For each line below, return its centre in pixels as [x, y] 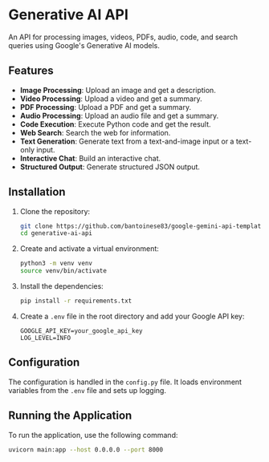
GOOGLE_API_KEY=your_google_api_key [81, 330]
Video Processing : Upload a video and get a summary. [111, 99]
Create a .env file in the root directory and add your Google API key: [132, 316]
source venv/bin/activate [63, 271]
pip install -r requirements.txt [76, 301]
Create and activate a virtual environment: [89, 249]
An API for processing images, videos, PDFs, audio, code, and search [123, 37]
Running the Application [70, 416]
